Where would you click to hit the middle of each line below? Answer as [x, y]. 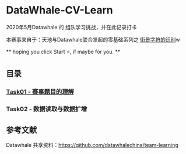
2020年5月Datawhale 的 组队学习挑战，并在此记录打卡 [71, 27]
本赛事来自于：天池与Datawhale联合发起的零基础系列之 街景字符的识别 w [93, 39]
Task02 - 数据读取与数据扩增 [47, 109]
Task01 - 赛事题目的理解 [40, 92]
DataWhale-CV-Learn [60, 10]
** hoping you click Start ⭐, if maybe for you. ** [63, 52]
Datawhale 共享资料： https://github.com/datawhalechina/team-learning [92, 145]
